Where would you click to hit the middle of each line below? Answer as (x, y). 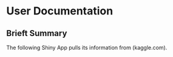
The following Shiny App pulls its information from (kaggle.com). (87, 47)
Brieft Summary (37, 33)
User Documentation (60, 11)
